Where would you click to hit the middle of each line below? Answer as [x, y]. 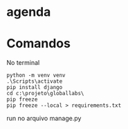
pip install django [35, 88]
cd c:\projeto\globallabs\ [45, 94]
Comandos [38, 44]
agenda [29, 12]
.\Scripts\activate [35, 81]
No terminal [23, 63]
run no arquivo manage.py [44, 119]
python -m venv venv [36, 76]
